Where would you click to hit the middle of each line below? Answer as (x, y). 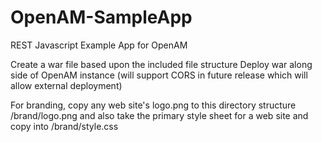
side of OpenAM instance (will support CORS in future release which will (159, 75)
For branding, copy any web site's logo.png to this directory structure (153, 105)
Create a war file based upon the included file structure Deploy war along (161, 64)
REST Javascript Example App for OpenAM (99, 45)
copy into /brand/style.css (64, 126)
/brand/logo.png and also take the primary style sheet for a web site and (159, 115)
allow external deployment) (66, 85)
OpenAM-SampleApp (101, 17)
